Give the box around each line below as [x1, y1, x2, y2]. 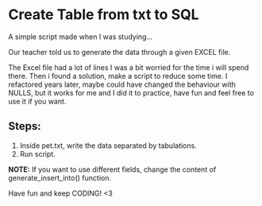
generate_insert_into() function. [8, 173, 111, 182]
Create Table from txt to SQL [8, 6, 200, 24]
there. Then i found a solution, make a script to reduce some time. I [8, 71, 228, 80]
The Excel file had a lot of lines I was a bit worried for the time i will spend [8, 62, 249, 72]
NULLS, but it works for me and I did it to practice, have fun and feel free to [8, 87, 254, 97]
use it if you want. [8, 96, 67, 106]
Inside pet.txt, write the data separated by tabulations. [19, 141, 197, 150]
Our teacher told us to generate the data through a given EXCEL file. [8, 47, 231, 56]
